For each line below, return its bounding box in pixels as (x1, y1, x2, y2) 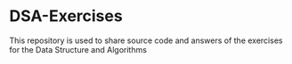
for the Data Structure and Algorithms (9, 44, 147, 54)
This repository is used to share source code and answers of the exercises (9, 35, 283, 46)
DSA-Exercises (9, 6, 123, 26)
